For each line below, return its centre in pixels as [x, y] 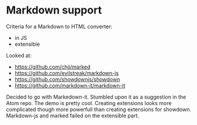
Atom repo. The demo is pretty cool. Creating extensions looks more [89, 103]
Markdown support [54, 10]
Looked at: [19, 55]
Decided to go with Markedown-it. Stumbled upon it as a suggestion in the [96, 97]
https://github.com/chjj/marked [52, 67]
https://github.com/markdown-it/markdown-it [70, 85]
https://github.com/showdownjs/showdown [67, 79]
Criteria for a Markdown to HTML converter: [59, 26]
